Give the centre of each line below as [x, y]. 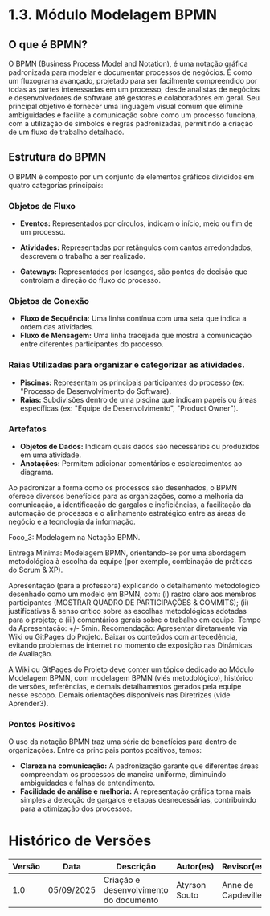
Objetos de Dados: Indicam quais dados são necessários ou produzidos [139, 446]
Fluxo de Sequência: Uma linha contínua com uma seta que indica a [133, 318]
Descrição [136, 867]
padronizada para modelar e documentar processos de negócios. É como [130, 72]
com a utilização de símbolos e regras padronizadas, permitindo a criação [131, 123]
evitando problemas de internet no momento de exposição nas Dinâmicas [130, 645]
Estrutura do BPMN [57, 157]
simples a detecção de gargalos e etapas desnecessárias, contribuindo [138, 800]
